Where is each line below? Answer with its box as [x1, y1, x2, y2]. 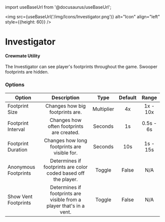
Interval [7, 126, 26, 133]
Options [5, 81, 25, 88]
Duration [7, 146, 28, 153]
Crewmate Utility [5, 53, 40, 59]
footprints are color [43, 163, 88, 170]
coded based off [46, 170, 85, 177]
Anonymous [7, 163, 35, 170]
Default [118, 94, 137, 101]
